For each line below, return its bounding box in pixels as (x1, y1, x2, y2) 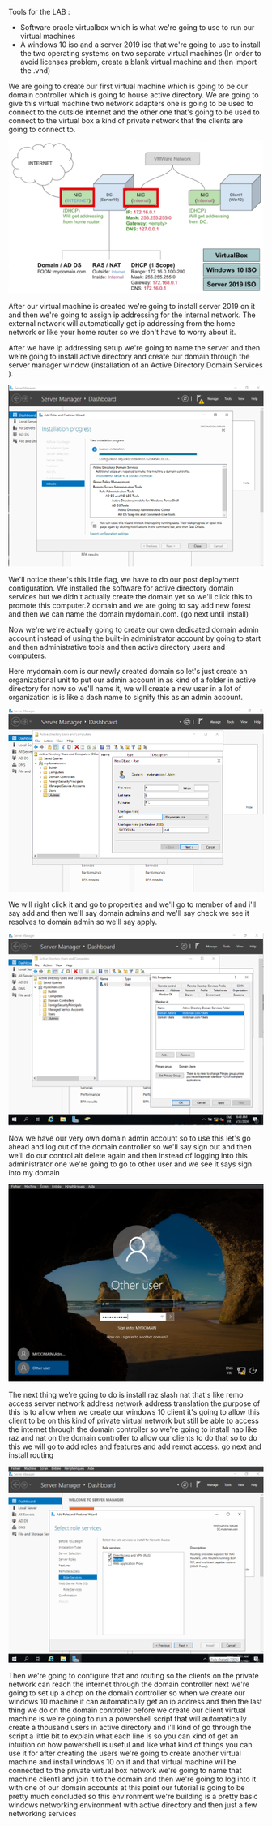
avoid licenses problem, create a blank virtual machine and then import (19, 57, 257, 67)
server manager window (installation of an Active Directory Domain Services (8, 360, 263, 370)
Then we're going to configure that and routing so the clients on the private (8, 1670, 259, 1680)
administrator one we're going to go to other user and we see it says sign (8, 1159, 253, 1169)
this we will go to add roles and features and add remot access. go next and (8, 1441, 261, 1451)
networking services (8, 1808, 77, 1818)
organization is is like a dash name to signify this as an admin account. (8, 692, 244, 702)
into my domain (8, 1168, 61, 1178)
